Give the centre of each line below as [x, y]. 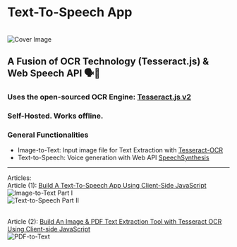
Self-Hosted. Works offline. [55, 116]
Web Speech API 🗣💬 [54, 74]
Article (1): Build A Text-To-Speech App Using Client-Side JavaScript [107, 186]
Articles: [19, 178]
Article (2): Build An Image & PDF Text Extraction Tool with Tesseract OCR [115, 222]
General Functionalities [48, 135]
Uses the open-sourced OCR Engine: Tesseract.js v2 [99, 97]
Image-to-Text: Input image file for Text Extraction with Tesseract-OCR [120, 150]
